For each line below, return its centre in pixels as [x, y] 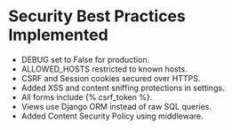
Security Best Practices [97, 16]
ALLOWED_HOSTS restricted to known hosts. [104, 69]
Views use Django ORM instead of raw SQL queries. [116, 106]
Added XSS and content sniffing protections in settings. [123, 88]
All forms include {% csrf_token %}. [87, 97]
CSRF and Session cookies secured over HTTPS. [111, 78]
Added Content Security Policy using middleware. [112, 116]
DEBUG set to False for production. [85, 59]
